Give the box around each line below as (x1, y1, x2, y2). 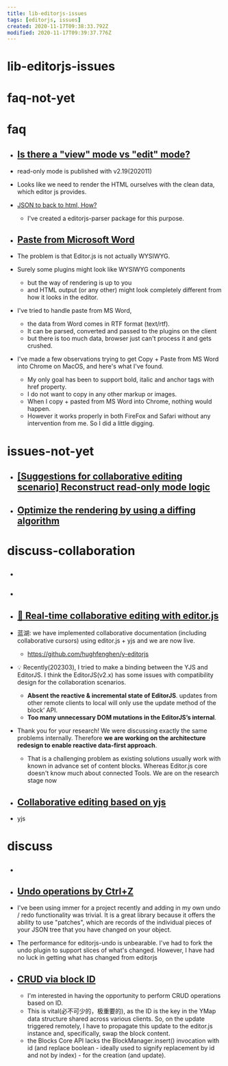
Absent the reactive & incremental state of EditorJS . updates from (27, 691, 218, 700)
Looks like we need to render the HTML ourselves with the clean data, (16, 180, 215, 189)
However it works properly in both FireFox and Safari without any (27, 412, 211, 421)
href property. (27, 383, 67, 391)
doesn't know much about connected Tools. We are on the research (27, 769, 219, 777)
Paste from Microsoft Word (16, 234, 135, 246)
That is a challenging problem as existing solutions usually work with (27, 755, 221, 763)
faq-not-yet (7, 90, 75, 106)
